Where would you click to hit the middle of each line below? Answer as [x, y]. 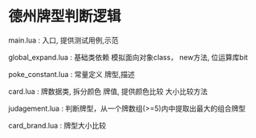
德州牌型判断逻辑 [65, 16]
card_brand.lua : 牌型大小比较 [57, 125]
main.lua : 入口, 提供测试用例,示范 [63, 40]
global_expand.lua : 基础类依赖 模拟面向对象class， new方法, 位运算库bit [128, 57]
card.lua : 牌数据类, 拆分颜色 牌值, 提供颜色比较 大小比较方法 [108, 91]
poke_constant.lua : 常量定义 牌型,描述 [71, 74]
